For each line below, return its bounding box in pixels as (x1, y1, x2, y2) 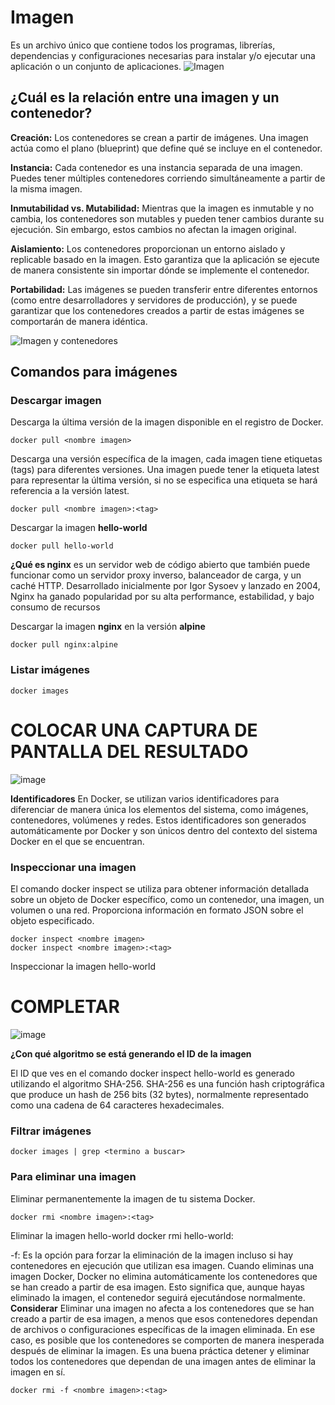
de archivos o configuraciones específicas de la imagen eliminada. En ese (10, 1323, 316, 1335)
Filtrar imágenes (10, 1124, 92, 1138)
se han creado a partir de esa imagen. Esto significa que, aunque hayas (10, 1281, 305, 1293)
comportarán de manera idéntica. (10, 315, 148, 327)
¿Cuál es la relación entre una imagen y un (10, 89, 280, 106)
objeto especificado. (10, 914, 95, 926)
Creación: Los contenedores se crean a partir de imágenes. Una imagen (10, 131, 309, 143)
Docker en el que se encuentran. (10, 835, 145, 847)
